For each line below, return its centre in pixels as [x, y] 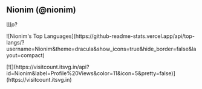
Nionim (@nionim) [41, 10]
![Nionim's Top [24, 36]
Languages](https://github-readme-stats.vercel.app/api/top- [119, 36]
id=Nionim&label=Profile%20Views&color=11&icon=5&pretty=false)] [91, 73]
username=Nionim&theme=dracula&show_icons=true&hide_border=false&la [101, 49]
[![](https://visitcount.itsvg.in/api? [48, 67]
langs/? [15, 42]
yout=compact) [26, 55]
